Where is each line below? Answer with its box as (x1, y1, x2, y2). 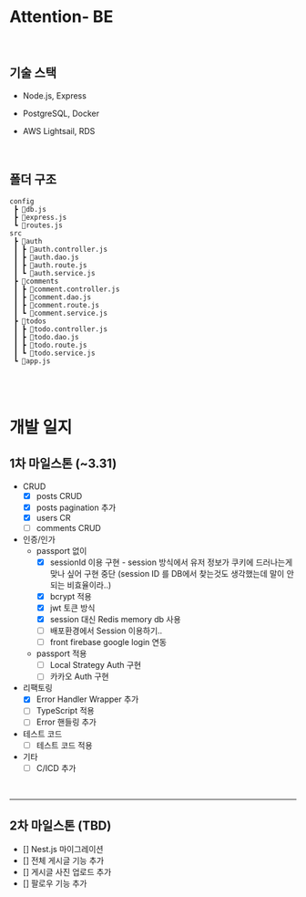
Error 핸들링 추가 (36, 716, 97, 727)
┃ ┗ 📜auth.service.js (13, 268, 96, 277)
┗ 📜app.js (13, 356, 51, 366)
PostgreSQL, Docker (22, 108, 100, 119)
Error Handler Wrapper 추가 (36, 694, 139, 704)
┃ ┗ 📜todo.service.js (13, 349, 96, 358)
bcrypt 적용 (49, 590, 93, 601)
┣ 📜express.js (13, 213, 67, 222)
